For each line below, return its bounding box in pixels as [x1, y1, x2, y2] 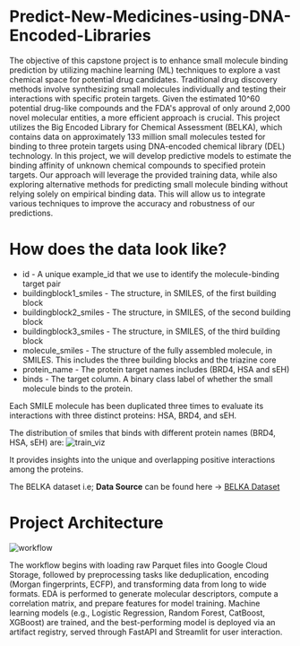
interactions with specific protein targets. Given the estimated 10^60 [9, 92, 261, 104]
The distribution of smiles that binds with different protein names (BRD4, [9, 427, 276, 438]
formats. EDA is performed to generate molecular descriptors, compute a [9, 588, 279, 598]
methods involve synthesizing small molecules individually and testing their [9, 83, 287, 94]
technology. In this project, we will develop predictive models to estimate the [9, 150, 292, 161]
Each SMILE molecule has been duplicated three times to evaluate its [9, 400, 264, 411]
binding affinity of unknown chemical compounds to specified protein [9, 160, 266, 170]
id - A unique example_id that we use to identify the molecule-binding [21, 268, 279, 279]
